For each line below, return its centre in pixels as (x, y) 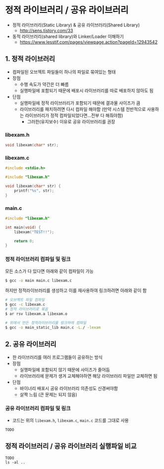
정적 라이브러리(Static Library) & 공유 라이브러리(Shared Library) (76, 25)
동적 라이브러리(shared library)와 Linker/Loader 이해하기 (68, 36)
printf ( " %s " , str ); (34, 190)
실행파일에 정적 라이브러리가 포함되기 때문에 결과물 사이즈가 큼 (80, 103)
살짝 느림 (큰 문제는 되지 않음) (49, 394)
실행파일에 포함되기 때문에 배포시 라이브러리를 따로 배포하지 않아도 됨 (86, 91)
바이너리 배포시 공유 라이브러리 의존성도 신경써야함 (69, 388)
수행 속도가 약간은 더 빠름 (44, 84)
